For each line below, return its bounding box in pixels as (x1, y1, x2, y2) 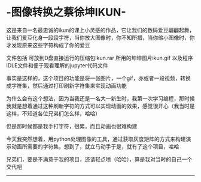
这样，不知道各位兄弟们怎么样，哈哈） (6, 109, 100, 117)
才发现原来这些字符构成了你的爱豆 (6, 41, 90, 49)
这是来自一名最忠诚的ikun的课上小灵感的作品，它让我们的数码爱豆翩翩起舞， (6, 26, 195, 34)
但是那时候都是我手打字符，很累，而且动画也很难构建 (6, 123, 138, 130)
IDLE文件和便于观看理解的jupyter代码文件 (6, 61, 109, 69)
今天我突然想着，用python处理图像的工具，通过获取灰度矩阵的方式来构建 (6, 135, 186, 142)
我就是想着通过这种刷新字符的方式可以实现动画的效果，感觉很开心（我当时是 (6, 102, 195, 109)
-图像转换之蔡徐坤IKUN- (6, 5, 127, 19)
